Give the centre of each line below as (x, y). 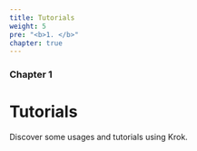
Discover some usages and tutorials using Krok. (98, 137)
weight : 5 (28, 26)
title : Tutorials (42, 18)
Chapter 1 (31, 75)
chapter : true (36, 43)
